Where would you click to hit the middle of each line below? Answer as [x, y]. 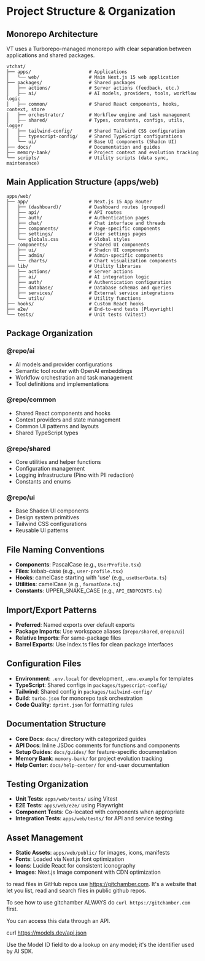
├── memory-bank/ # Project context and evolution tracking [103, 152]
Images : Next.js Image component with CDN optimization [88, 872]
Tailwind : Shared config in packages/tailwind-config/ [84, 691]
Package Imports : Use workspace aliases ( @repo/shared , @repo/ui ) [100, 632]
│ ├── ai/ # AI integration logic [78, 277]
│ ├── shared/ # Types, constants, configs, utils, [96, 120]
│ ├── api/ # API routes [64, 212]
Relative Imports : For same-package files [68, 638]
